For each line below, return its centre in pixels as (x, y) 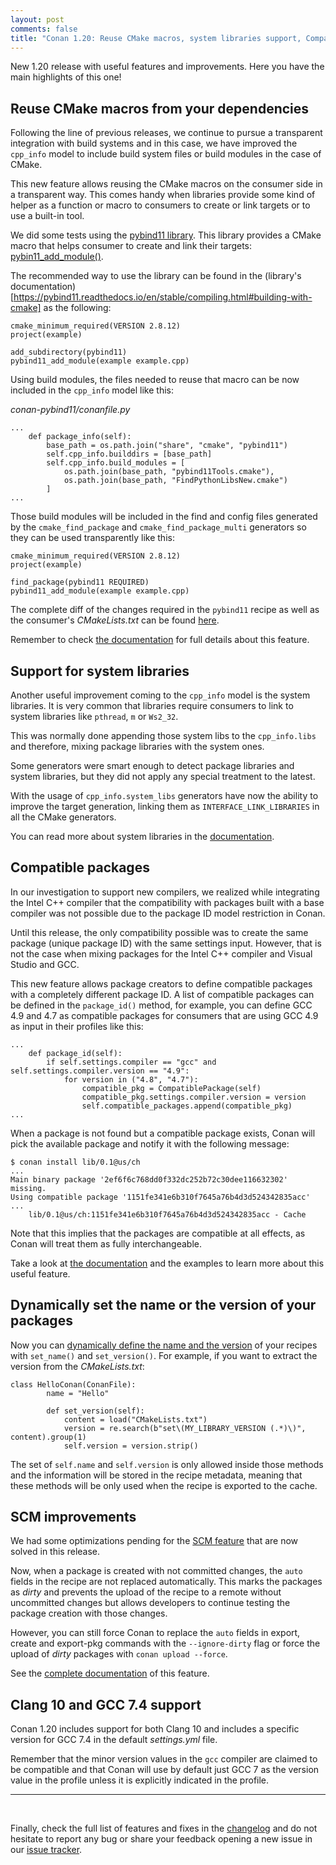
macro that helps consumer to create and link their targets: (131, 246)
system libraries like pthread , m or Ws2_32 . (94, 716)
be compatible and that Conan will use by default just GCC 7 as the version (165, 1770)
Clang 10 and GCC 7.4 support (106, 1704)
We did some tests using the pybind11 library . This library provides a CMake (166, 235)
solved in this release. (55, 1552)
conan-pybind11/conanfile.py (70, 410)
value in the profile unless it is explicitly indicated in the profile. (140, 1780)
